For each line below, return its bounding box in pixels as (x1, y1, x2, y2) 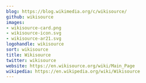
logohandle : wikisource (6, 41, 64, 47)
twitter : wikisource (6, 57, 57, 63)
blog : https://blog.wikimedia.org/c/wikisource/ (6, 8, 127, 15)
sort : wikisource (6, 47, 49, 53)
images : (6, 19, 25, 25)
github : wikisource (6, 14, 54, 20)
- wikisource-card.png (6, 25, 62, 31)
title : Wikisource (6, 52, 51, 58)
